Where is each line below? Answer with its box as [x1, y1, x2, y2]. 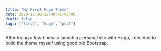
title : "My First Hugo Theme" [5, 7, 69, 12]
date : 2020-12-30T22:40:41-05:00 [5, 12, 76, 17]
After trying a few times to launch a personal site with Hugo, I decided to [5, 35, 156, 41]
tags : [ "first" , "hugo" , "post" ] [5, 21, 76, 26]
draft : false [5, 16, 33, 21]
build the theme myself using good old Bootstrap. [5, 40, 108, 46]
